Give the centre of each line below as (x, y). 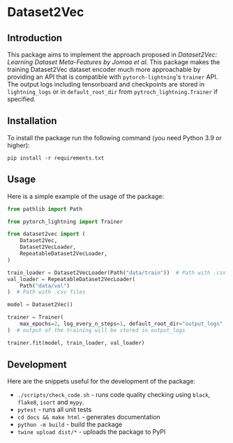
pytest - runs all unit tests (54, 410)
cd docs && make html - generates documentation (89, 417)
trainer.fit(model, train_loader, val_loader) (76, 343)
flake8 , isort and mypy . (51, 403)
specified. (22, 99)
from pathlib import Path (45, 209)
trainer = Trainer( (36, 317)
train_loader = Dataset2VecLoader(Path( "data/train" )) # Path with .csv (117, 273)
